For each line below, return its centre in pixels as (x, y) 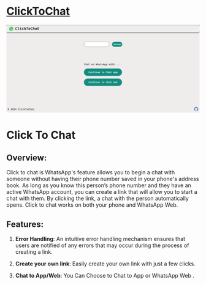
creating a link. (34, 252)
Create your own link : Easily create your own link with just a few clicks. (105, 264)
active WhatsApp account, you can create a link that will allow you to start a (102, 192)
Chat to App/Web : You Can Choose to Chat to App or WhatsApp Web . (105, 276)
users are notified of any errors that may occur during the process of (102, 245)
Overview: (27, 157)
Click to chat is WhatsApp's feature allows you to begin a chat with (91, 172)
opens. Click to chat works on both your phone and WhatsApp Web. (92, 205)
